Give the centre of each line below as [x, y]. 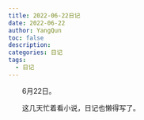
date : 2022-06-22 [37, 23]
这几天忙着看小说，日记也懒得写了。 [81, 107]
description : [30, 45]
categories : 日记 [36, 52]
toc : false [26, 38]
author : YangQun [35, 30]
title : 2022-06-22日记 [44, 15]
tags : [17, 60]
